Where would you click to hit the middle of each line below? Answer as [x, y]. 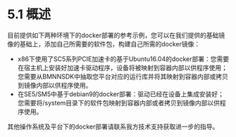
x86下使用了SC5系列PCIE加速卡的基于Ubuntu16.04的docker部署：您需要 [123, 59]
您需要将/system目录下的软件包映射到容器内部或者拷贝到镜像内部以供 [119, 103]
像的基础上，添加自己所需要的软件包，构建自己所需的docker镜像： [104, 44]
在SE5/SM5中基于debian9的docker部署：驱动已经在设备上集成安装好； [120, 94]
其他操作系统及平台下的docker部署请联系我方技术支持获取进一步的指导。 [113, 126]
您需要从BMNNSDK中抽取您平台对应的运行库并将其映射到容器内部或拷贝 [123, 76]
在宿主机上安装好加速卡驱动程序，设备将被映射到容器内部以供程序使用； [122, 67]
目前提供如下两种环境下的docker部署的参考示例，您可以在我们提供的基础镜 [116, 35]
